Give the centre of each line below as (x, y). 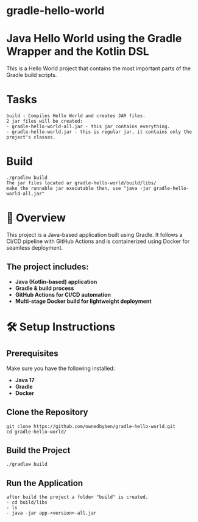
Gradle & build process (44, 288)
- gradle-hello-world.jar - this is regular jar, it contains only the (99, 132)
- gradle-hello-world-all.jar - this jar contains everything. (88, 127)
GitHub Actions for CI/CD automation (63, 294)
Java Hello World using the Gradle (94, 39)
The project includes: (48, 267)
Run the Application (45, 483)
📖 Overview (36, 218)
